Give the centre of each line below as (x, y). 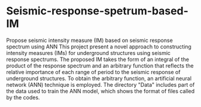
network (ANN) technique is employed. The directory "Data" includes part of (100, 84)
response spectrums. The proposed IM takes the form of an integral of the (98, 59)
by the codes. (23, 97)
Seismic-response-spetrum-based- (97, 11)
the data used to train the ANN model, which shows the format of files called (100, 91)
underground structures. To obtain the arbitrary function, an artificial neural (99, 78)
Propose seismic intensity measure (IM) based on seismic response (90, 40)
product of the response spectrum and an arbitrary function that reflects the (100, 65)
